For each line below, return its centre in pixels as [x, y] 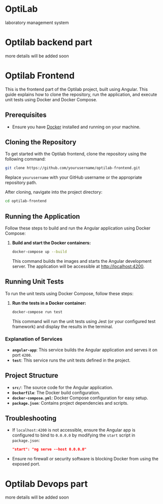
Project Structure [32, 376]
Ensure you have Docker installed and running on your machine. [76, 127]
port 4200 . [22, 355]
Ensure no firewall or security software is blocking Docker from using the [85, 459]
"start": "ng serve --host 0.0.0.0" [49, 449]
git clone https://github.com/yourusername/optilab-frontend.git [72, 168]
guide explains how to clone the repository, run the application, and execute [81, 94]
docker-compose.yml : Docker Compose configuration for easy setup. [80, 398]
